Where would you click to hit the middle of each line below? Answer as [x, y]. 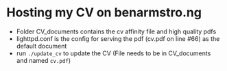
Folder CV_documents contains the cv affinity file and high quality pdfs [116, 31]
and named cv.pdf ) [44, 60]
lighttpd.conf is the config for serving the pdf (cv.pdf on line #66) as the [118, 38]
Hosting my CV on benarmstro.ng [104, 13]
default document [41, 46]
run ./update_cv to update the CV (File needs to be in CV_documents [113, 53]
